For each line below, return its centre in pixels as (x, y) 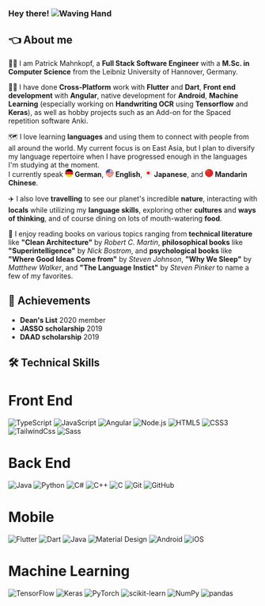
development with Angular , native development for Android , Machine (123, 95)
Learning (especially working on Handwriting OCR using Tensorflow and (128, 104)
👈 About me (40, 40)
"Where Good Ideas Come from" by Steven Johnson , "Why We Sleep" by (130, 259)
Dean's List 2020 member (62, 320)
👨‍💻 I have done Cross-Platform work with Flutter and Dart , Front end (122, 86)
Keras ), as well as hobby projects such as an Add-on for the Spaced (120, 112)
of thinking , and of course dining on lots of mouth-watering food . (115, 218)
